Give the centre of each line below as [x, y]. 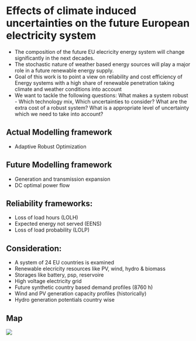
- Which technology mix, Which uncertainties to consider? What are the [101, 101]
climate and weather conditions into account [68, 89]
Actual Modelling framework [59, 132]
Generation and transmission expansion [62, 179]
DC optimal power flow [42, 185]
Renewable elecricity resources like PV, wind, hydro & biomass [90, 269]
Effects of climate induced [71, 11]
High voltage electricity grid [48, 281]
